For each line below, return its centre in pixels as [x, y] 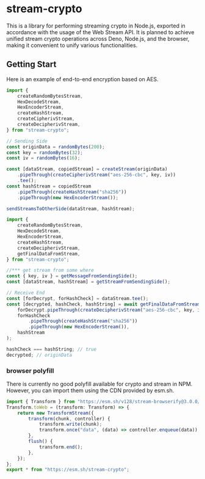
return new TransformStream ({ [56, 413]
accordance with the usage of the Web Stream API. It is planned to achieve [100, 32]
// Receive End [26, 293]
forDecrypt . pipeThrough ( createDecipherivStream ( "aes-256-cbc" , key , [106, 310]
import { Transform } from [41, 401]
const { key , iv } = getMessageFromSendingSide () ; [72, 276]
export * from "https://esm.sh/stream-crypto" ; [68, 470]
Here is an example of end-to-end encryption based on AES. [82, 79]
